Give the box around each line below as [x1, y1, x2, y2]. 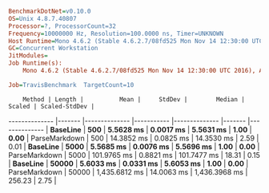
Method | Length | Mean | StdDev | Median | [22, 95, 246, 104]
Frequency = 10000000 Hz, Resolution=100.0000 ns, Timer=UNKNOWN [8, 30, 224, 37]
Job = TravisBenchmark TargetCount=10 [8, 81, 134, 89]
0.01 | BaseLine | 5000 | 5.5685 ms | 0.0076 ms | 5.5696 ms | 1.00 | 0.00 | [8, 141, 260, 152]
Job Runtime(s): [8, 59, 62, 68]
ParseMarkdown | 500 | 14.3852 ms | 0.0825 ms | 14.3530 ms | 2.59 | [30, 133, 259, 143]
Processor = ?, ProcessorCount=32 [8, 22, 116, 30]
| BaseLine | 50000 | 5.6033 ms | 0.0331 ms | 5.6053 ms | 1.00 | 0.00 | [8, 159, 249, 168]
